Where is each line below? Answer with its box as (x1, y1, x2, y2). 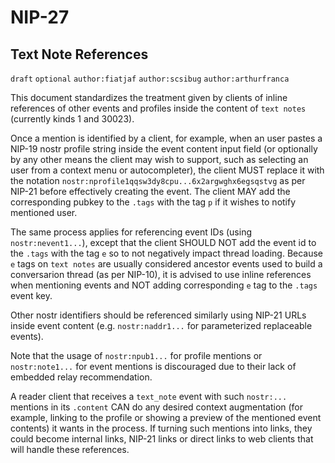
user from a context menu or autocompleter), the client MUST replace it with (10, 164, 325, 176)
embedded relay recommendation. (10, 371, 153, 383)
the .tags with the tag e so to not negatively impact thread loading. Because (10, 247, 324, 259)
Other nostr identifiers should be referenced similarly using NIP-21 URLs (10, 309, 307, 321)
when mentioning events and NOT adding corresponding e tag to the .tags (10, 279, 318, 291)
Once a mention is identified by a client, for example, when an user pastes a (10, 132, 323, 144)
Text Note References (10, 46, 149, 63)
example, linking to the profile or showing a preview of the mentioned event (10, 412, 322, 423)
